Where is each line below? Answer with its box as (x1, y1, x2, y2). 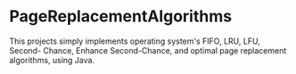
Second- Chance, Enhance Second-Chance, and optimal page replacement (9, 45, 287, 55)
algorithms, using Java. (9, 54, 95, 65)
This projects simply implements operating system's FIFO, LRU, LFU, (9, 36, 260, 46)
